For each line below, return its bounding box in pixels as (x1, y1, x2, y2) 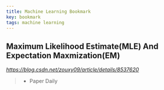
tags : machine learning (6, 19, 65, 25)
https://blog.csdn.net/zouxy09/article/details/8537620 (6, 66, 139, 74)
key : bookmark (6, 14, 41, 20)
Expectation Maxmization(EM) (6, 51, 120, 61)
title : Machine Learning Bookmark (6, 8, 91, 15)
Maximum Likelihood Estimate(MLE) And (6, 41, 159, 51)
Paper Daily (29, 78, 58, 85)
